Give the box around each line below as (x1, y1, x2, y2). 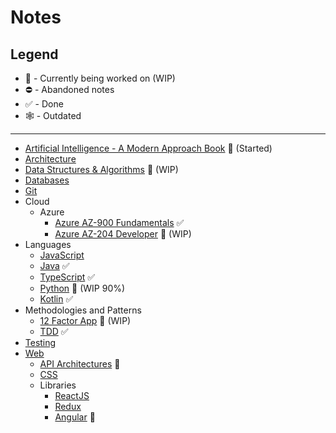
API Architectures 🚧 (39, 358, 121, 370)
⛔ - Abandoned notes (24, 84, 115, 95)
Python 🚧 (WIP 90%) (39, 282, 126, 294)
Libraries (39, 379, 77, 391)
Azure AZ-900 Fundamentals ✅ (54, 217, 185, 228)
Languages (24, 239, 72, 250)
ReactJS (54, 390, 90, 401)
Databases (24, 174, 70, 186)
